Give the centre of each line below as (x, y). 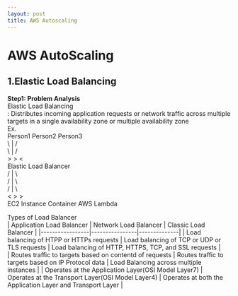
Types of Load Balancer (42, 217)
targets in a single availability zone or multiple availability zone (98, 121)
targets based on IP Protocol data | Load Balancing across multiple (104, 262)
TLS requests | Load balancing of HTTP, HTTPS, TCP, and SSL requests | (114, 247)
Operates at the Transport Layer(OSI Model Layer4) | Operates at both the (115, 277)
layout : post (27, 14)
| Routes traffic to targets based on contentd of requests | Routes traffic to (116, 254)
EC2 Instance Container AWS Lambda (63, 203)
